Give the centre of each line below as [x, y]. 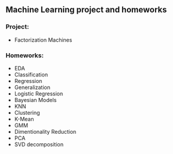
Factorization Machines [43, 40]
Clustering [27, 112]
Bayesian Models [35, 100]
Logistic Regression [39, 93]
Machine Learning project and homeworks [86, 10]
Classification [31, 75]
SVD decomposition [39, 144]
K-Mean [24, 119]
